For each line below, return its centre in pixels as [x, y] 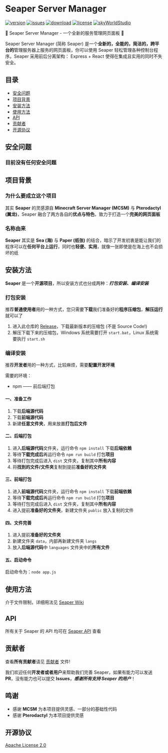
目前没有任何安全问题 [31, 163]
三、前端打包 [18, 479]
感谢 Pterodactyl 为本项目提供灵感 [48, 715]
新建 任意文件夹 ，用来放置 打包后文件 [50, 423]
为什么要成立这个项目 [31, 196]
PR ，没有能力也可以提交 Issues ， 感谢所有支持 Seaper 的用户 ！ [70, 678]
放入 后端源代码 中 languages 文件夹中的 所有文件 [61, 548]
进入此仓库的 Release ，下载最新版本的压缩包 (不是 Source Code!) [80, 327]
